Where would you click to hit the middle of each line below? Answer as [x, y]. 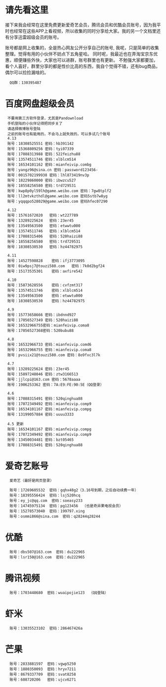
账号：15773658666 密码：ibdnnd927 [41, 315]
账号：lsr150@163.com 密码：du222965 [47, 557]
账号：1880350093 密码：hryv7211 [43, 669]
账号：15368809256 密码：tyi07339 [41, 149]
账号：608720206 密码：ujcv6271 [43, 680]
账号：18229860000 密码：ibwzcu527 [41, 180]
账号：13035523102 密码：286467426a [46, 628]
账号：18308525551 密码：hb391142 [41, 143]
